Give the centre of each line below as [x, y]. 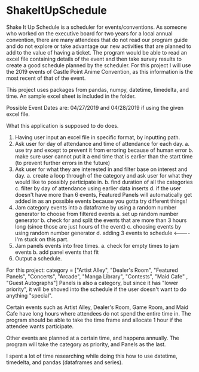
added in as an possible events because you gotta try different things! [101, 201]
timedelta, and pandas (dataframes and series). [65, 362]
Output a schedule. [38, 258]
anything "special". [29, 295]
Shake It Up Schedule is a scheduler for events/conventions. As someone [97, 27]
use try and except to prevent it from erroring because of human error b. [104, 150]
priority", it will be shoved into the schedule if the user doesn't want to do [97, 289]
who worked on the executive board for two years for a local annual [89, 33]
